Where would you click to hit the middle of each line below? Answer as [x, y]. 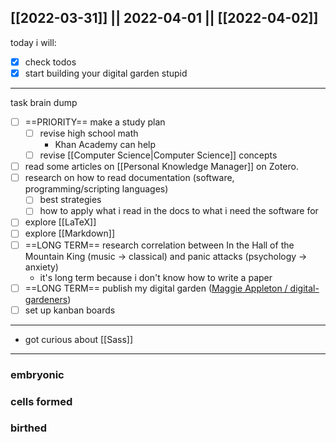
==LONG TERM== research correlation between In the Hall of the [159, 245]
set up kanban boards [70, 310]
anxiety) [41, 267]
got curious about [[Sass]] [79, 339]
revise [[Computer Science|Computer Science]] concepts [158, 155]
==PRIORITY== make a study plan [95, 122]
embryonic [37, 374]
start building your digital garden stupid [106, 73]
